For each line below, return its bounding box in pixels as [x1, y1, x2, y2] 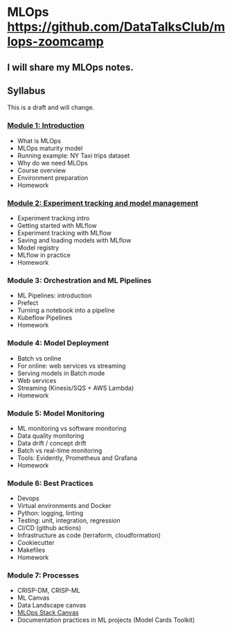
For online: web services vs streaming [17, 361, 126, 370]
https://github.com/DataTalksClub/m [7, 19, 225, 35]
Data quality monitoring [17, 432, 84, 440]
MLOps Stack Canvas [17, 609, 79, 617]
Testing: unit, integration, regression [17, 516, 121, 525]
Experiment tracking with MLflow [17, 229, 112, 237]
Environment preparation [17, 173, 89, 181]
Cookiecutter [17, 539, 55, 547]
